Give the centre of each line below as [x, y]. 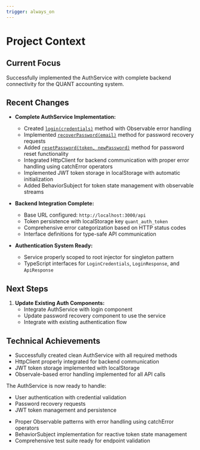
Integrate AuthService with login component [78, 309]
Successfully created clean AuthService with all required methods [96, 355]
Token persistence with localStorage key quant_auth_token [96, 221]
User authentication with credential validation [70, 397]
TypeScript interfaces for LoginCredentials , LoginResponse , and [101, 264]
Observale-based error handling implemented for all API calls [90, 374]
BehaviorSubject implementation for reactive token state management [101, 434]
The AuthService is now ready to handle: [56, 386]
